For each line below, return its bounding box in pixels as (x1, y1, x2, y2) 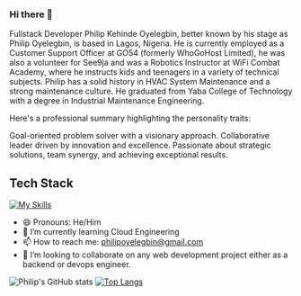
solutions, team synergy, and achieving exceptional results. (9, 149, 228, 160)
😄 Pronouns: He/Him (22, 217, 102, 228)
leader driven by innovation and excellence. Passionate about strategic (9, 139, 271, 151)
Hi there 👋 (9, 8, 54, 21)
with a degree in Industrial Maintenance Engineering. (9, 95, 205, 106)
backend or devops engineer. (22, 259, 132, 270)
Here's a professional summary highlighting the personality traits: (9, 112, 252, 124)
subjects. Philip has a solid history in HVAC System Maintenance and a (9, 76, 270, 87)
